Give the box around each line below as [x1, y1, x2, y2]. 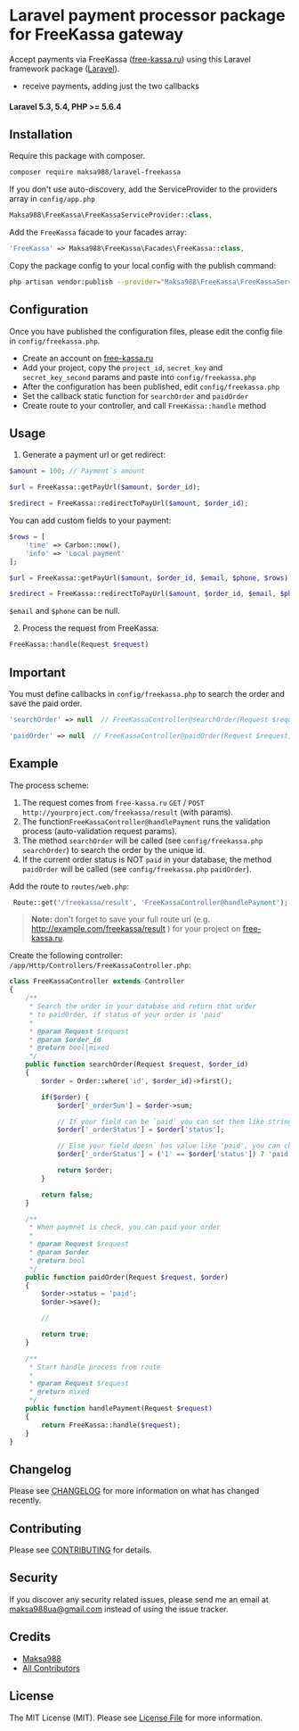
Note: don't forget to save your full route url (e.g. [30, 914, 211, 924]
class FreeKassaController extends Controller [9, 977, 185, 986]
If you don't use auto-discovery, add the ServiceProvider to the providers [9, 184, 278, 195]
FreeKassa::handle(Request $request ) [9, 640, 149, 650]
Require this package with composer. [9, 151, 145, 162]
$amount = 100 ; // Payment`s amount [9, 467, 145, 476]
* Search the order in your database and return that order [28, 1002, 256, 1011]
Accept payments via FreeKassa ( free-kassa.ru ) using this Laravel [9, 54, 251, 64]
